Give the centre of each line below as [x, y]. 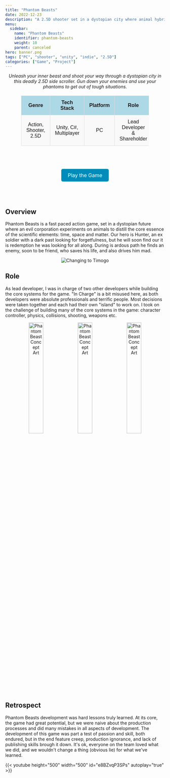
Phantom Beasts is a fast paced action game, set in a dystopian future [78, 224]
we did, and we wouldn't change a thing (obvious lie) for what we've [76, 750]
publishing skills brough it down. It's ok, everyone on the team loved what [82, 744]
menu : [11, 24]
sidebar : [19, 29]
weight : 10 [26, 43]
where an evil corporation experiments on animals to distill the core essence [85, 229]
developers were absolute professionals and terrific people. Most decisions [84, 299]
